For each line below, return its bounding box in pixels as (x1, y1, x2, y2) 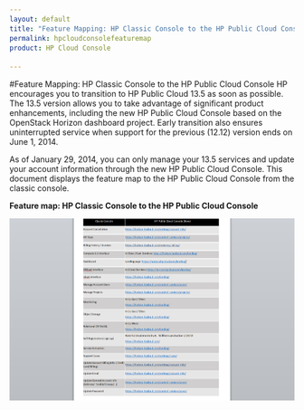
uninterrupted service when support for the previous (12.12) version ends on (9, 127, 293, 138)
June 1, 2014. (9, 137, 59, 148)
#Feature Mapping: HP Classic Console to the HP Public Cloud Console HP (9, 79, 288, 90)
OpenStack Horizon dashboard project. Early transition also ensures (9, 118, 263, 129)
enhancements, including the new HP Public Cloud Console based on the (9, 108, 282, 119)
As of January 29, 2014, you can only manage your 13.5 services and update (9, 154, 295, 165)
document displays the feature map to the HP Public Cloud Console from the (9, 173, 295, 185)
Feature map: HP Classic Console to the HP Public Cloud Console (9, 200, 259, 212)
